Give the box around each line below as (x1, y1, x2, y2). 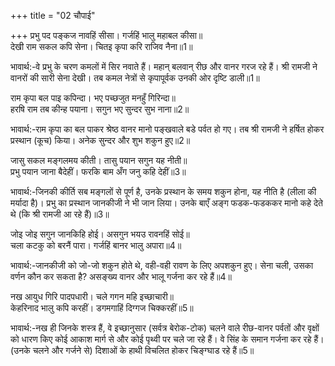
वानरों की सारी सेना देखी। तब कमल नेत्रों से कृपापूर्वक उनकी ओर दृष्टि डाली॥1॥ (10, 72, 260, 84)
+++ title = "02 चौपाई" (10, 10, 96, 21)
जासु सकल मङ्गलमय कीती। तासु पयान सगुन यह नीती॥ (10, 155, 188, 166)
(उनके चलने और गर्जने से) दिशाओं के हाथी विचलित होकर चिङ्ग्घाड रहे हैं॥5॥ (10, 345, 255, 356)
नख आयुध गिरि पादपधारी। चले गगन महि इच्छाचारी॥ (10, 291, 175, 302)
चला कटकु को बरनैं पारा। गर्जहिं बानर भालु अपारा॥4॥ (10, 240, 182, 251)
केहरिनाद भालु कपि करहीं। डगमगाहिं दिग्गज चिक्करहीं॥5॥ (10, 302, 194, 314)
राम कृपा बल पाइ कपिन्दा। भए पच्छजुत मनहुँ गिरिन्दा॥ (10, 92, 176, 104)
